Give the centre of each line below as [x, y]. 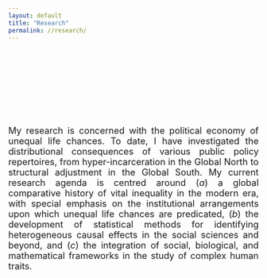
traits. [20, 266]
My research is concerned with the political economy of [133, 131]
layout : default [35, 15]
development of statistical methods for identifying [133, 225]
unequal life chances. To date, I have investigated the [133, 141]
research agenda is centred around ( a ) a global [133, 183]
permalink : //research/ [48, 30]
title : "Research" [39, 23]
